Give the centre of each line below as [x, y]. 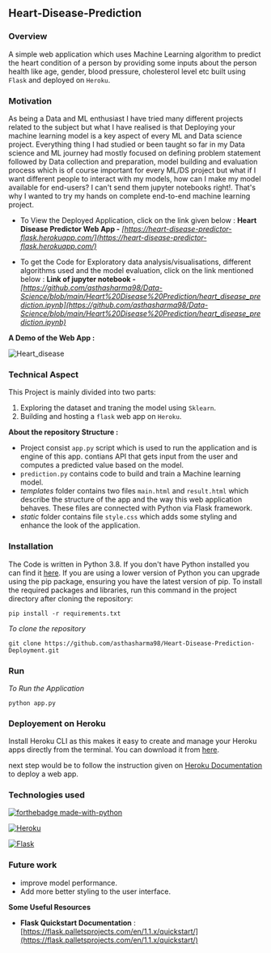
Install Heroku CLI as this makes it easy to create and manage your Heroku [133, 741]
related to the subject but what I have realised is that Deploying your [122, 127]
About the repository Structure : [64, 432]
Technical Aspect [44, 374]
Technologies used [47, 795]
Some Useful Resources [50, 907]
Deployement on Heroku [57, 723]
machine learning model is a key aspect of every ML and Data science [125, 135]
